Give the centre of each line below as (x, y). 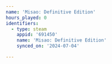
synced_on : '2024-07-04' (48, 46)
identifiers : (22, 23)
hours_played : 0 (26, 18)
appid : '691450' (37, 35)
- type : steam (29, 29)
